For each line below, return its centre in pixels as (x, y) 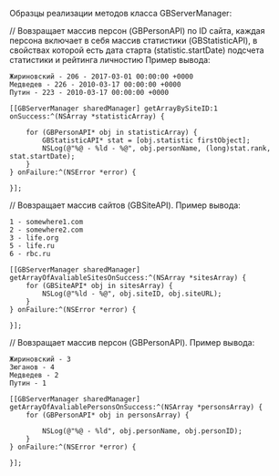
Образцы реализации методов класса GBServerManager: (121, 13)
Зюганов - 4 (32, 367)
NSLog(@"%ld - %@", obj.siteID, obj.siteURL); (132, 294)
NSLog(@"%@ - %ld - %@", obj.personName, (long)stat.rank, (157, 149)
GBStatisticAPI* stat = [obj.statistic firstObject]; (146, 140)
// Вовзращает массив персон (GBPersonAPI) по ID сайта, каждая (137, 31)
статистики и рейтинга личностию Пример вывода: (110, 60)
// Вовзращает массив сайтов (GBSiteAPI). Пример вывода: (125, 205)
